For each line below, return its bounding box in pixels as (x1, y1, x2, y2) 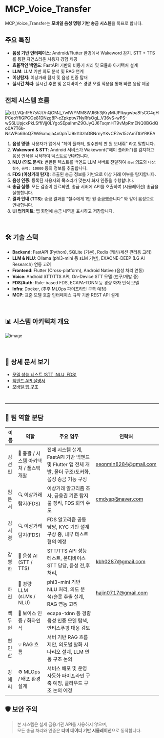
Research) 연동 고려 (12, 261, 51, 268)
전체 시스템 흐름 (5, 97, 50, 105)
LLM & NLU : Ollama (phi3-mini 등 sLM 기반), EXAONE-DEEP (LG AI (12, 255, 145, 261)
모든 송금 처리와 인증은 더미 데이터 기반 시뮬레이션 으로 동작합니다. (17, 727, 142, 733)
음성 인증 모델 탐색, (47, 617, 89, 624)
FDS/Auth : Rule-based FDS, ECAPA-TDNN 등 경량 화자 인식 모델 (12, 280, 140, 286)
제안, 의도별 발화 (47, 641, 83, 648)
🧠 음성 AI (18, 552, 38, 559)
